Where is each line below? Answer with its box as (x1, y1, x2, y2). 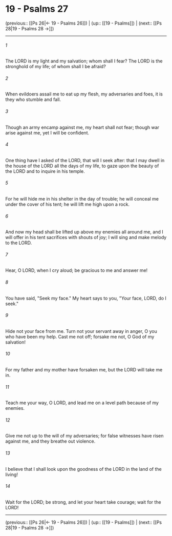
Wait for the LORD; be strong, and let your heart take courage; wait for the (5, 499, 161, 505)
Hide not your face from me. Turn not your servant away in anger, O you (5, 328, 157, 334)
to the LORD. (5, 240, 32, 246)
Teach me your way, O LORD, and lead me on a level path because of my (5, 400, 159, 406)
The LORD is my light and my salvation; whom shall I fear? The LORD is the (5, 58, 163, 64)
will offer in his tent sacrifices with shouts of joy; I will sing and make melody (5, 234, 167, 241)
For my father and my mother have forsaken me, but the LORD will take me (5, 366, 163, 372)
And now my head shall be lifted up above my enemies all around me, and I (5, 229, 163, 235)
